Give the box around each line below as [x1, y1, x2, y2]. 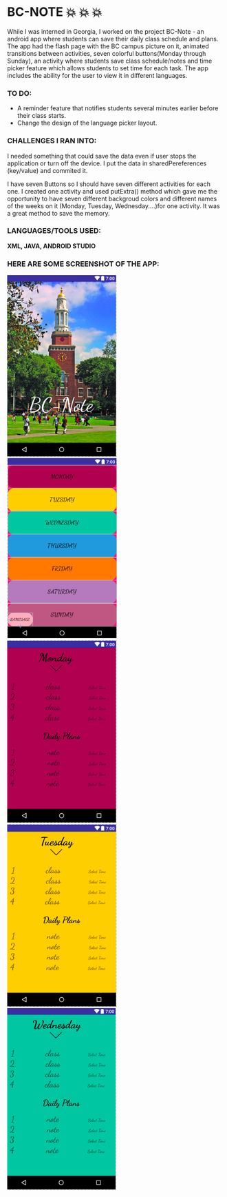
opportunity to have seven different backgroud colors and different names [7, 194, 217, 203]
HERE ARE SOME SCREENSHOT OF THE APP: [7, 259, 160, 269]
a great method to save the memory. [7, 209, 110, 217]
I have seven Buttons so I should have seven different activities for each [7, 180, 211, 188]
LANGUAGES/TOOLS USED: [7, 226, 102, 236]
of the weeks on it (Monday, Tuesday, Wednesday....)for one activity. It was [7, 201, 220, 210]
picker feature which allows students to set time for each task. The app [7, 63, 208, 72]
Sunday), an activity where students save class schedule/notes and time [7, 57, 213, 65]
